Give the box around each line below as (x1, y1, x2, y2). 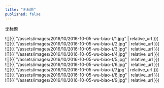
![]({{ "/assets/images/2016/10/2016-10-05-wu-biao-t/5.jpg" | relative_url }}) (5, 56, 160, 62)
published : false (5, 12, 41, 17)
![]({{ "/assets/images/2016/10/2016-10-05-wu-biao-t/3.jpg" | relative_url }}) (5, 46, 160, 52)
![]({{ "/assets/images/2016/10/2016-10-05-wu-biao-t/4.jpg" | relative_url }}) (5, 51, 160, 57)
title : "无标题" (5, 7, 36, 12)
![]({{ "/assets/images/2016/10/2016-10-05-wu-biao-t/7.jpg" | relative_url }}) (5, 66, 159, 72)
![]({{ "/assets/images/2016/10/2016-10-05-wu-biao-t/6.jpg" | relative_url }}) (5, 62, 160, 67)
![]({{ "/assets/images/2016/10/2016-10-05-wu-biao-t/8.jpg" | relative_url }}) (5, 72, 160, 78)
